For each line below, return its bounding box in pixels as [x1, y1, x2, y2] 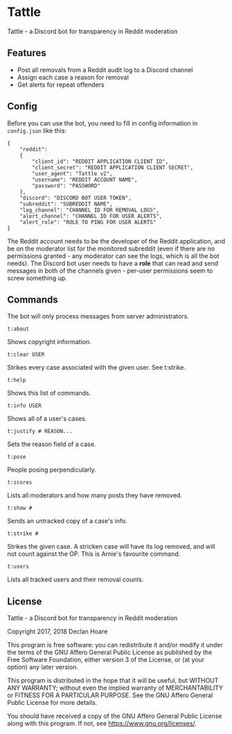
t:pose [7, 454, 26, 461]
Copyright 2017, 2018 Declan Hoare [7, 627, 108, 635]
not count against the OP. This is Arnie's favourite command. [7, 549, 181, 558]
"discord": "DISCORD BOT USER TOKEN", [19, 194, 132, 201]
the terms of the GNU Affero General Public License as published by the [7, 648, 213, 656]
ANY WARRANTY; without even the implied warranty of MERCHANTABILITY [7, 684, 224, 692]
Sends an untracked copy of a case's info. [7, 517, 128, 525]
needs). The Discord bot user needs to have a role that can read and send [7, 259, 219, 267]
